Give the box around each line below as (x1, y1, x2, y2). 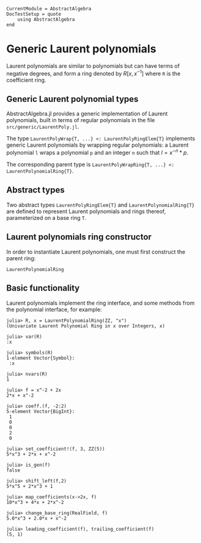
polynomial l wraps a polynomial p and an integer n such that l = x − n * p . (6, 148, 189, 156)
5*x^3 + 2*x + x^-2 (6, 451, 56, 457)
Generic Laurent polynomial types (6, 93, 139, 104)
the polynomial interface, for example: (6, 305, 102, 313)
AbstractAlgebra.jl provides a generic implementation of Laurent (6, 110, 168, 117)
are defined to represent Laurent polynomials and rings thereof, (6, 208, 166, 215)
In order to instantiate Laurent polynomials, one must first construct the (6, 248, 186, 255)
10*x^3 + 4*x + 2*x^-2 (6, 499, 64, 505)
